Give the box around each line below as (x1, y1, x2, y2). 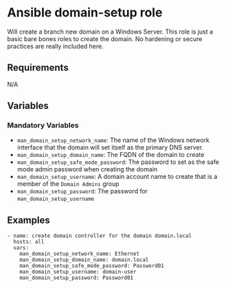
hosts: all (13, 239, 45, 245)
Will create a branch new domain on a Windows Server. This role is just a (7, 27, 214, 36)
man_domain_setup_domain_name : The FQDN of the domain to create (16, 151, 205, 159)
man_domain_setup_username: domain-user (19, 269, 137, 276)
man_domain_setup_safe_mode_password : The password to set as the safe (16, 158, 220, 166)
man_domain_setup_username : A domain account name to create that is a (16, 173, 218, 181)
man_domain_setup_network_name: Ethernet (19, 250, 139, 258)
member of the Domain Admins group (16, 180, 120, 188)
